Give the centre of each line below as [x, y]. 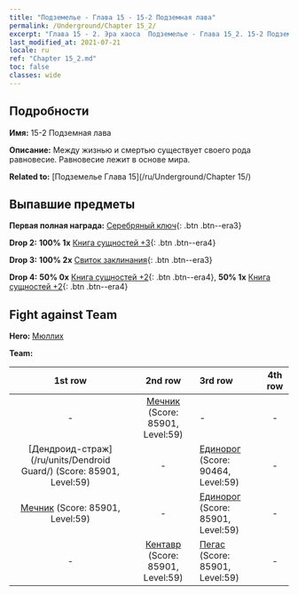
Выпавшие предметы [72, 204]
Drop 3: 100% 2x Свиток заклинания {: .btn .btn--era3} [111, 260]
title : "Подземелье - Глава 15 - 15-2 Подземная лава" [113, 17]
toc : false [29, 67]
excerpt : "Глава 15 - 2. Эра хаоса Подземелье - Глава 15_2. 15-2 [137, 34]
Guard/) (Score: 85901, [70, 472]
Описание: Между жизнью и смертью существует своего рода [130, 150]
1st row [70, 381]
